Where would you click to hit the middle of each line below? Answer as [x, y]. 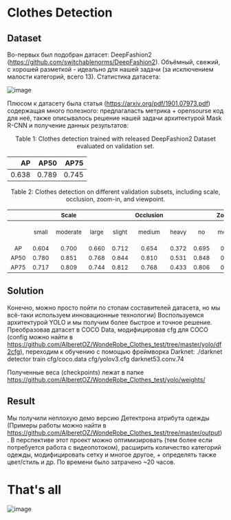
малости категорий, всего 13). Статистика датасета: [84, 77]
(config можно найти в [40, 337]
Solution [25, 291]
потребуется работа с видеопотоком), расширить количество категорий [114, 447]
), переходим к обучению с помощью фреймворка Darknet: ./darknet [121, 351]
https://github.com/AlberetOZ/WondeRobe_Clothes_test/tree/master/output [114, 432]
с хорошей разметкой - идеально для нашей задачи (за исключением [111, 69]
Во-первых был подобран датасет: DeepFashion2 [80, 54]
